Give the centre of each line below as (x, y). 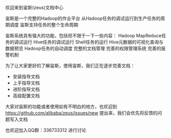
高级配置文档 (26, 96)
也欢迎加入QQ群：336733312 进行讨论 (46, 130)
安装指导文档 (26, 76)
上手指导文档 (26, 83)
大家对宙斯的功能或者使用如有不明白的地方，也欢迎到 (61, 107)
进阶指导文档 (26, 89)
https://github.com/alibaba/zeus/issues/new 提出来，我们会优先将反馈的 (81, 113)
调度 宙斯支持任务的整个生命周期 (44, 25)
